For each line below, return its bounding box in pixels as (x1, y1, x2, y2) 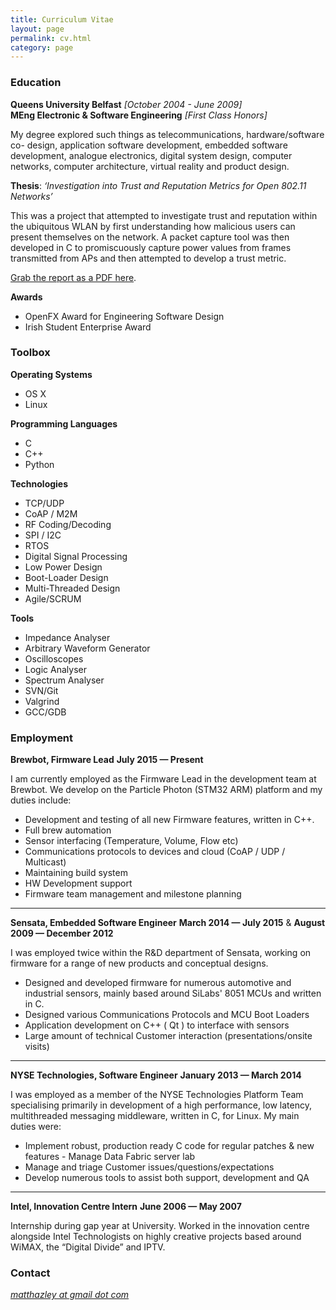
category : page (10, 42, 74, 53)
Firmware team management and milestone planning (24, 888, 242, 900)
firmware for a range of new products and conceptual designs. (10, 957, 269, 970)
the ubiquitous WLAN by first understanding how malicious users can (10, 220, 296, 232)
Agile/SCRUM (24, 592, 82, 605)
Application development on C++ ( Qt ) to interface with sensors (24, 1019, 290, 1031)
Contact (10, 1266, 51, 1280)
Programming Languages (10, 417, 118, 430)
